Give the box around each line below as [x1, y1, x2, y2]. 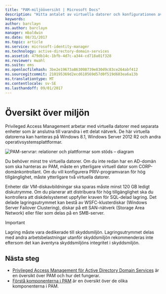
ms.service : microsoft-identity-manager [5, 44, 90, 49]
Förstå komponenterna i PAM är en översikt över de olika [12, 278, 128, 284]
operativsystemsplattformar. [5, 139, 63, 145]
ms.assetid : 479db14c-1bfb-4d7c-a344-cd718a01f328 [5, 53, 112, 59]
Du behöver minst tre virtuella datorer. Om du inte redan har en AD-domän [5, 158, 157, 164]
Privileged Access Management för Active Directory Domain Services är [12, 267, 160, 273]
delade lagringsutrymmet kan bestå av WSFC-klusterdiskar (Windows [5, 199, 147, 206]
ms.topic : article [5, 40, 43, 45]
